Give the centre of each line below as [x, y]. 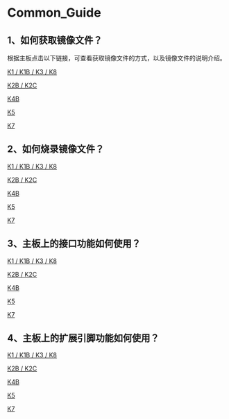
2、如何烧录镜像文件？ [56, 149]
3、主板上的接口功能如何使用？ [74, 244]
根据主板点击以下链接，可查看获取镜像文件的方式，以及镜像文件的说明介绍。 [117, 58]
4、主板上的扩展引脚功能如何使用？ [83, 338]
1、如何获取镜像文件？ [55, 40]
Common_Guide [54, 13]
